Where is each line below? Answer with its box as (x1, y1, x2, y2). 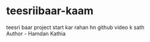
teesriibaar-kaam (6, 4, 93, 18)
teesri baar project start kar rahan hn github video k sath (6, 24, 145, 31)
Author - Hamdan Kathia (6, 30, 66, 37)
